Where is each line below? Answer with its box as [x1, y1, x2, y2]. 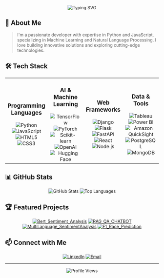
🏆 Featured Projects [5, 203, 69, 211]
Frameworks [85, 106, 121, 114]
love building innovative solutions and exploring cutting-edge [17, 42, 140, 48]
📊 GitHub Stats [5, 173, 53, 181]
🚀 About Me [5, 19, 41, 27]
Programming [7, 102, 45, 110]
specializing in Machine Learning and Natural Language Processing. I [17, 37, 157, 43]
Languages [11, 109, 42, 117]
